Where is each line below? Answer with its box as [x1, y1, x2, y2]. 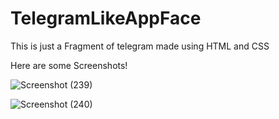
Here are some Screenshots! [10, 59, 128, 71]
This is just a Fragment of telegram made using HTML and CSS [10, 40, 270, 52]
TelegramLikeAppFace [10, 7, 202, 30]
